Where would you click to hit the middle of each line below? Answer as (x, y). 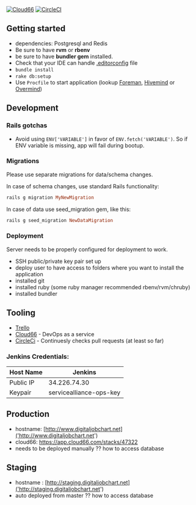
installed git (30, 281)
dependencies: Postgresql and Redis (61, 43)
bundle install (34, 70)
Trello (22, 328)
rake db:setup (33, 76)
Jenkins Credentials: (38, 356)
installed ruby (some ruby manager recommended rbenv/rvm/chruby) (103, 287)
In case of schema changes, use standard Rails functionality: (83, 186)
